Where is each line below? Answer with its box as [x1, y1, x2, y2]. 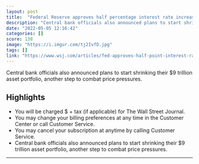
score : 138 [6, 36, 33, 42]
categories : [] [6, 31, 44, 37]
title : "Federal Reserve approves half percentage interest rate [6, 14, 174, 20]
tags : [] [6, 47, 28, 53]
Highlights [6, 92, 46, 102]
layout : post [6, 8, 38, 15]
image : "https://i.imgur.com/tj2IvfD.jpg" [6, 42, 113, 48]
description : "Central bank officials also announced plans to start [6, 20, 182, 25]
